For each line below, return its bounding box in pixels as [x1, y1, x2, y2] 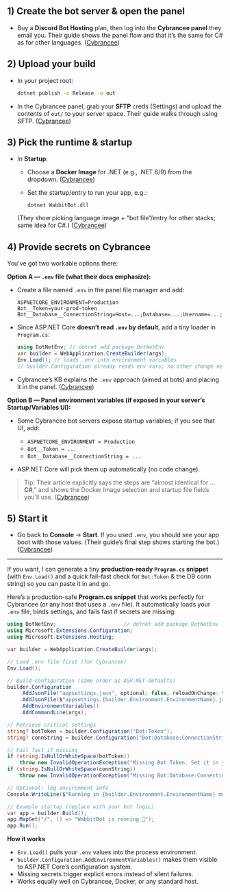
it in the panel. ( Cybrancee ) [16, 382, 94, 390]
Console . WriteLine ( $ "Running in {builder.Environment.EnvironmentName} [7, 790, 216, 798]
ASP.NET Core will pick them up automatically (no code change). [16, 465, 201, 473]
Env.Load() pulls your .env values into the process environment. [16, 848, 197, 856]
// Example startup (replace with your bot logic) [7, 803, 155, 810]
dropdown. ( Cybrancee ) [27, 175, 96, 184]
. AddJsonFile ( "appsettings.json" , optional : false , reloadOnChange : [19, 690, 219, 697]
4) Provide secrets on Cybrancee [7, 241, 151, 253]
